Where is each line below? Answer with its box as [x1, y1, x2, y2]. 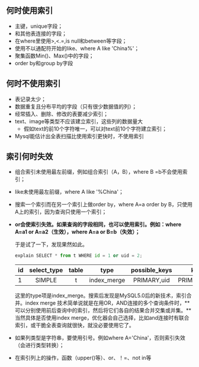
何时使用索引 [6, 5, 53, 16]
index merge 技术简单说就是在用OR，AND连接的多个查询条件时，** [25, 299, 190, 307]
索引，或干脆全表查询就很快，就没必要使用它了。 [14, 322, 134, 329]
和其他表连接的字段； [14, 30, 67, 37]
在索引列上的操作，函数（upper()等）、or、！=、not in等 [14, 355, 152, 362]
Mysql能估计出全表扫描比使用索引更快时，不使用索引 [14, 132, 144, 139]
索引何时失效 [6, 152, 53, 162]
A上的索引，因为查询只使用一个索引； [14, 208, 107, 215]
